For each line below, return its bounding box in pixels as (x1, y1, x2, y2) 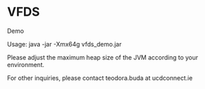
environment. (7, 60, 45, 68)
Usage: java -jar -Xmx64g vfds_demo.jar (7, 40, 122, 48)
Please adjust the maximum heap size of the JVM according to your (7, 53, 199, 62)
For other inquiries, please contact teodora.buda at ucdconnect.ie (7, 73, 193, 82)
